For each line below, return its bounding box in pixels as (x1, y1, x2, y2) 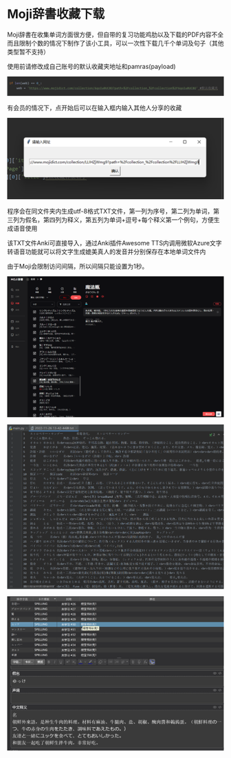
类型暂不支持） (7, 48, 49, 56)
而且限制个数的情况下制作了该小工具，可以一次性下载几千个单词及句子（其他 (7, 39, 224, 47)
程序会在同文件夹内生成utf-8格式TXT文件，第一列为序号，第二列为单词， (7, 207, 214, 216)
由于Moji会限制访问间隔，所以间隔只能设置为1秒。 (7, 263, 148, 271)
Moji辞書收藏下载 (7, 6, 105, 22)
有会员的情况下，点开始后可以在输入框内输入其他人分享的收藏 (7, 104, 182, 112)
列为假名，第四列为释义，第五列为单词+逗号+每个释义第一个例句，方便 (12, 216, 214, 224)
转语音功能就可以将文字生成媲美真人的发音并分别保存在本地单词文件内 (7, 247, 206, 256)
